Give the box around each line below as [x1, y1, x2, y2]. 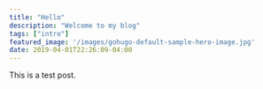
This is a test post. [9, 70, 77, 80]
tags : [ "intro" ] [9, 29, 69, 38]
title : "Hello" [9, 12, 66, 22]
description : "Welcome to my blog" [9, 21, 141, 30]
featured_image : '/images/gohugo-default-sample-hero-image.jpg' [9, 37, 255, 47]
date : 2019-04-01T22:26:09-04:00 [9, 46, 133, 55]
